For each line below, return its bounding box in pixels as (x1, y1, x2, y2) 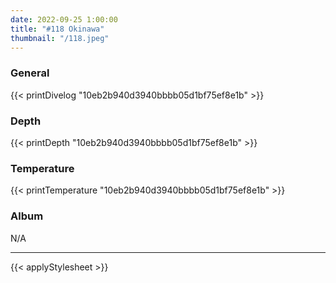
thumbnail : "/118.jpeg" (10, 33, 110, 43)
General (10, 66, 50, 80)
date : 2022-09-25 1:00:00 (10, 14, 118, 25)
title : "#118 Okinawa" (10, 24, 105, 34)
